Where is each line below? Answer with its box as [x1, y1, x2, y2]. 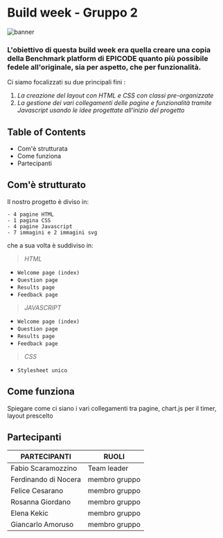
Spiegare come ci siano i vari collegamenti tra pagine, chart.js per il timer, [7, 404, 217, 412]
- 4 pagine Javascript [7, 223, 73, 230]
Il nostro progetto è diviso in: [7, 197, 89, 205]
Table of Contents [7, 126, 87, 138]
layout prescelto [7, 411, 53, 420]
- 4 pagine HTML [7, 211, 54, 218]
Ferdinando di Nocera [10, 475, 82, 485]
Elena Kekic [10, 508, 48, 518]
